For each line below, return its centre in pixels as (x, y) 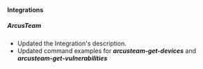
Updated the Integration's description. (72, 43)
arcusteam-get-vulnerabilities (62, 58)
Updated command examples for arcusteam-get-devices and (107, 51)
